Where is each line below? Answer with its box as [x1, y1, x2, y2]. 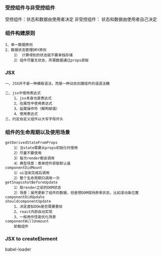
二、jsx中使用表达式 [5, 91, 41, 95]
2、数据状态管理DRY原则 [5, 47, 47, 52]
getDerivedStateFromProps [5, 140, 58, 145]
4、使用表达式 [14, 111, 38, 116]
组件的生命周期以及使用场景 [5, 129, 70, 136]
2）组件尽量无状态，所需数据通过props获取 [14, 58, 89, 63]
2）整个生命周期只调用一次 [14, 176, 60, 181]
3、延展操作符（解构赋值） [14, 106, 60, 111]
